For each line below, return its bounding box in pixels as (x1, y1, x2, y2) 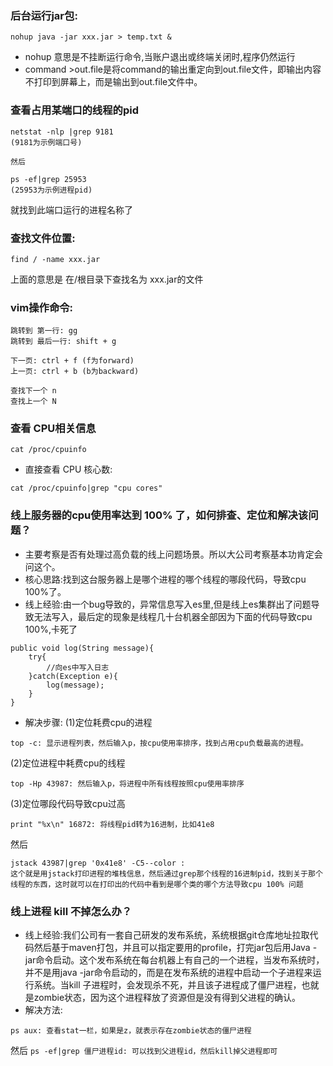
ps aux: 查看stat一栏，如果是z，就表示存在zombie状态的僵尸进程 (10, 1026, 252, 1036)
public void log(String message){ (10, 643, 155, 653)
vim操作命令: (10, 300, 74, 314)
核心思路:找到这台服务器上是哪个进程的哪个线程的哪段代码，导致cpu (24, 573, 307, 585)
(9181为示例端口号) (10, 137, 83, 147)
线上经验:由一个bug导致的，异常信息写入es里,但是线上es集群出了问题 (24, 598, 312, 610)
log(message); (46, 680, 105, 690)
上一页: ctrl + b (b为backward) (10, 367, 140, 377)
